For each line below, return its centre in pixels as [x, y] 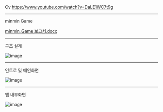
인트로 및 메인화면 [22, 70]
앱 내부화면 [16, 95]
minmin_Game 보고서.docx [31, 31]
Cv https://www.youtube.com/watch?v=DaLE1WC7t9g [59, 7]
